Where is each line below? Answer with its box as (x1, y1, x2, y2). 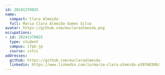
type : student (9, 39, 39, 44)
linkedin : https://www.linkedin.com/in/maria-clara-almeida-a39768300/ (9, 62, 161, 67)
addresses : (5, 53, 28, 58)
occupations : (5, 30, 32, 35)
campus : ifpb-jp (9, 44, 43, 49)
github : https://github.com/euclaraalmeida (9, 58, 100, 63)
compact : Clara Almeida (9, 16, 58, 21)
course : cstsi (9, 48, 39, 53)
